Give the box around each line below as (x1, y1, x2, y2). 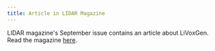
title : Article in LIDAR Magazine (7, 10, 106, 17)
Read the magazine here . (7, 35, 78, 44)
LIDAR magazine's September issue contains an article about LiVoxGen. (7, 29, 209, 37)
